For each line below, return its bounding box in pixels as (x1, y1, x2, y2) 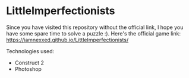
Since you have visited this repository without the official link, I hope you (6, 24, 184, 31)
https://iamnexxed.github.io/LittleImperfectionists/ (6, 36, 129, 43)
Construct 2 (14, 59, 45, 66)
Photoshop (14, 65, 42, 72)
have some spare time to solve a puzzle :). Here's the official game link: (6, 30, 181, 37)
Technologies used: (6, 47, 55, 54)
